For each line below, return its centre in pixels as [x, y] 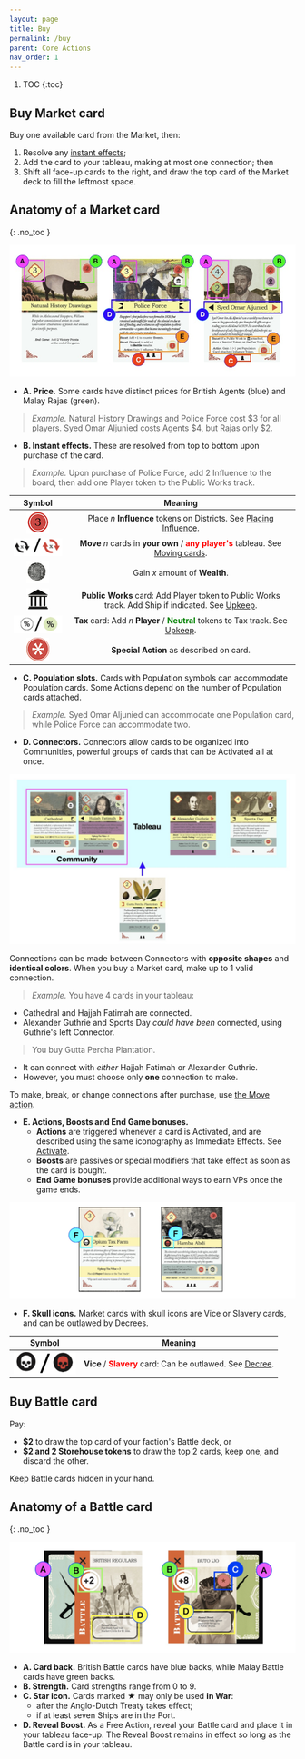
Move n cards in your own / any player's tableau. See [181, 543]
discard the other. [55, 1461]
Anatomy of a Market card [85, 210]
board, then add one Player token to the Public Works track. [143, 482]
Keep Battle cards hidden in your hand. [82, 1478]
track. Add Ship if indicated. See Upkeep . [181, 605]
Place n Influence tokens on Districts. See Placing [181, 519]
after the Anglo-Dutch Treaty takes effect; [114, 1705]
